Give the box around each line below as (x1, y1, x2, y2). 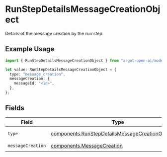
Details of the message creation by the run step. (5, 30, 104, 36)
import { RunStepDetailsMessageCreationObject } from (5, 58, 119, 63)
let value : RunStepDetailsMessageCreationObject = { (5, 67, 117, 72)
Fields (5, 104, 25, 112)
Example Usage (5, 45, 55, 53)
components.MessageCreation (50, 143, 123, 150)
